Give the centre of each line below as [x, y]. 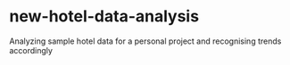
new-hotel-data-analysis [104, 16]
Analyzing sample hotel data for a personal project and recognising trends [145, 41]
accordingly [31, 50]
